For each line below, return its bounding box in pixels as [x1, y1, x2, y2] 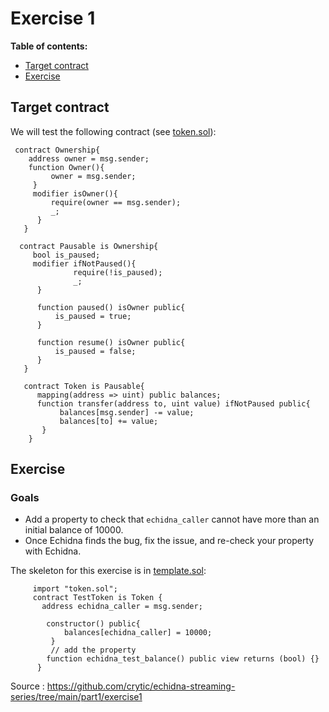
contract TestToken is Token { [32, 593, 163, 603]
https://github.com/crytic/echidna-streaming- [46, 680, 236, 692]
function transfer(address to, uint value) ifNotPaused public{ [36, 398, 311, 409]
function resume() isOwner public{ [36, 337, 186, 347]
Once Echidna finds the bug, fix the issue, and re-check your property [24, 535, 315, 547]
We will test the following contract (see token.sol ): [10, 125, 217, 137]
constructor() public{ [46, 619, 141, 629]
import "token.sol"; [32, 584, 118, 594]
